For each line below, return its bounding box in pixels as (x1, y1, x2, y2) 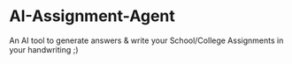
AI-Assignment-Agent (9, 6, 175, 26)
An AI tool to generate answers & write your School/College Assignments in (9, 35, 284, 46)
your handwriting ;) (9, 44, 79, 54)
